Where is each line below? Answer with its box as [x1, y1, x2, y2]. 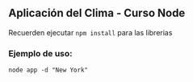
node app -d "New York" [8, 66, 89, 75]
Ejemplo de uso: [8, 47, 73, 59]
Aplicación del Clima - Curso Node [8, 6, 186, 20]
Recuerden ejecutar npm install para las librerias [8, 27, 173, 37]
